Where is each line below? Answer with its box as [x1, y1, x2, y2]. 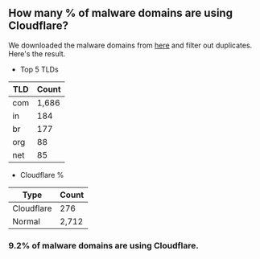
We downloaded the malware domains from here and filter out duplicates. [8, 40, 253, 50]
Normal [12, 216, 40, 227]
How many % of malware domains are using [8, 6, 233, 20]
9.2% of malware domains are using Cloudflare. [8, 240, 199, 251]
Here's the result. [8, 48, 66, 59]
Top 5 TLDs [19, 64, 59, 74]
